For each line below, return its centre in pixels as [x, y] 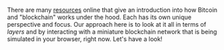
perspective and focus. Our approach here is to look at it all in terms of [107, 24]
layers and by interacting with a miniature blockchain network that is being [112, 32]
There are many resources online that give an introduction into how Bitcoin [112, 10]
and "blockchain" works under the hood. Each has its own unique [99, 17]
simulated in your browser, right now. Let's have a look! [85, 39]
